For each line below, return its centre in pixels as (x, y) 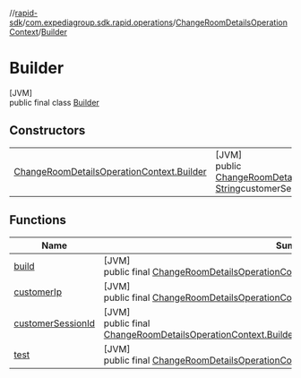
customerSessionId (55, 323)
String (228, 188)
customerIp (38, 292)
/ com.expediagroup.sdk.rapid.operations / (99, 22)
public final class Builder (55, 102)
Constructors (47, 130)
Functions (38, 220)
